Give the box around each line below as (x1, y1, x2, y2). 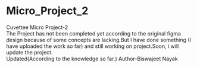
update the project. (6, 48, 53, 56)
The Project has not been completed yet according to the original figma (6, 30, 182, 37)
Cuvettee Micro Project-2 (6, 24, 68, 31)
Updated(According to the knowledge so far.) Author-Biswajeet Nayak (6, 55, 179, 62)
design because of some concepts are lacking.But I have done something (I (6, 36, 192, 43)
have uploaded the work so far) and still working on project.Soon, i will (6, 43, 179, 50)
